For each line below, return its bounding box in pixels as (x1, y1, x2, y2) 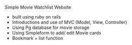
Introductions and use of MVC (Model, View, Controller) (12, 19, 127, 25)
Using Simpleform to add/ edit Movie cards (12, 30, 101, 35)
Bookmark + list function (12, 35, 63, 41)
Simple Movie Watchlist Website (5, 4, 72, 10)
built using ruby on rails (12, 14, 61, 19)
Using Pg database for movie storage (12, 24, 90, 30)
